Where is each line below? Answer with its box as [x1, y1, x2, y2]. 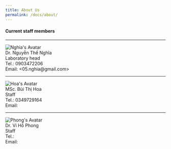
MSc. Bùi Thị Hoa [5, 86, 42, 92]
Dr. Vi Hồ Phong [5, 122, 39, 128]
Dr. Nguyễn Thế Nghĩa [5, 49, 52, 56]
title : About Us [5, 7, 40, 13]
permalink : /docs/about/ [5, 12, 58, 17]
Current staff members [5, 28, 55, 34]
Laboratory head [5, 55, 41, 61]
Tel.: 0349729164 [5, 96, 42, 103]
